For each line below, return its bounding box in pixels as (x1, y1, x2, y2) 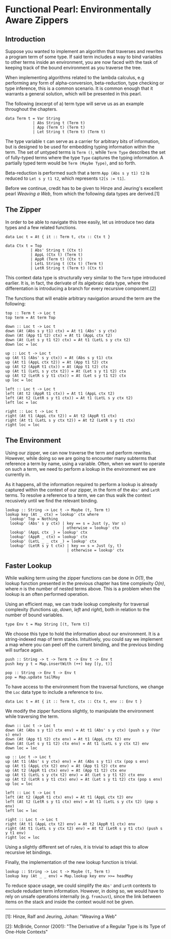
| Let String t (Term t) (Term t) (32, 129, 106, 134)
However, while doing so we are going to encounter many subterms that (5, 455, 156, 461)
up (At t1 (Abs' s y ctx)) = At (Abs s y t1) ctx (5, 355, 113, 360)
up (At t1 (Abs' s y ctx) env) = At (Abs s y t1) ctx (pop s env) (5, 759, 149, 764)
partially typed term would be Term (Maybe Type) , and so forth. (5, 160, 136, 166)
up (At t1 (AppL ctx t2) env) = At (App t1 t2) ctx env (5, 763, 126, 769)
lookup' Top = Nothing (10, 516, 58, 521)
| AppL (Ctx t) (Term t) (30, 252, 83, 257)
